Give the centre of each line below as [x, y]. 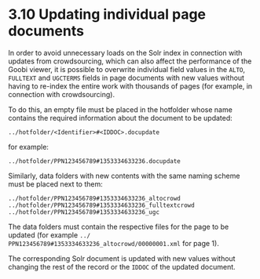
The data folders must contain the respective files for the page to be [119, 226]
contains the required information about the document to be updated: [121, 118]
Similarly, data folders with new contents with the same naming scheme [124, 176]
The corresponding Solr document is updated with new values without [122, 258]
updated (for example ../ [49, 235]
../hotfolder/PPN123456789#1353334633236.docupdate [94, 161]
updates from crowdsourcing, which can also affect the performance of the [130, 61]
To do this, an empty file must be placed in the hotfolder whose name [121, 109]
